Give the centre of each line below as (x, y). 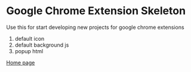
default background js (42, 45)
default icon (30, 38)
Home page (21, 63)
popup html (29, 51)
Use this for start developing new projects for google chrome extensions (95, 27)
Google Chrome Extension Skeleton (96, 11)
